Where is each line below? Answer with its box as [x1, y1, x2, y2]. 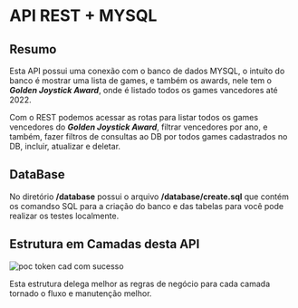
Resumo [9, 42, 57, 57]
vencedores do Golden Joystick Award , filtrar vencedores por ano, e [9, 121, 268, 132]
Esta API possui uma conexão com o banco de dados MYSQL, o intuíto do [9, 65, 285, 76]
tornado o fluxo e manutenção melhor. [9, 287, 152, 299]
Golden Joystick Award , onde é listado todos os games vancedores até [9, 85, 278, 95]
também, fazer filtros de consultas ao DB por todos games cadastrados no [9, 131, 288, 141]
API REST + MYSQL [9, 5, 158, 26]
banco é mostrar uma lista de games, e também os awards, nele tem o [9, 75, 272, 86]
